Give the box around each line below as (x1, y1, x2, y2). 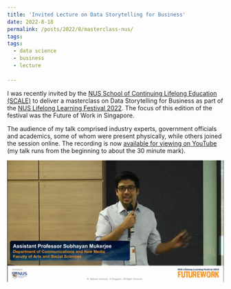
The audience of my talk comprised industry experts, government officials (7, 124, 217, 132)
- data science (13, 48, 57, 54)
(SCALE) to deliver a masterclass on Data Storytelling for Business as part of (7, 97, 223, 105)
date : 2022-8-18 (7, 18, 54, 26)
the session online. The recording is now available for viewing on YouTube (7, 139, 217, 148)
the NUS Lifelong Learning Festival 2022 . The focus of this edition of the (7, 103, 212, 112)
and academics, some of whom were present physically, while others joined (7, 132, 222, 140)
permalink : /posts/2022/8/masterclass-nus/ (7, 26, 134, 32)
